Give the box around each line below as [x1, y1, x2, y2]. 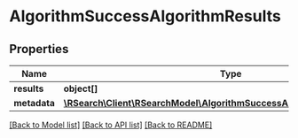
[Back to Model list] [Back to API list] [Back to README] [9, 119, 213, 130]
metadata [13, 97, 55, 109]
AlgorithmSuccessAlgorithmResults [9, 6, 281, 27]
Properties [9, 42, 69, 57]
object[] [63, 82, 98, 95]
